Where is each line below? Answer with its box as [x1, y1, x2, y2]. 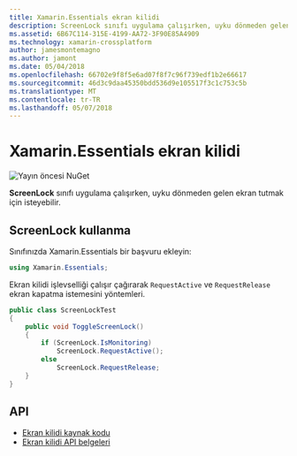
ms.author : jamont [9, 54, 77, 63]
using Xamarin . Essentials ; [9, 263, 109, 272]
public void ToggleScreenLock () [25, 322, 144, 331]
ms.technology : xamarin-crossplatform [9, 37, 152, 47]
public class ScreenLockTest [9, 306, 117, 315]
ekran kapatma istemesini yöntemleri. [9, 288, 146, 299]
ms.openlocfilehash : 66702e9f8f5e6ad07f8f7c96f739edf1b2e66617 [9, 71, 247, 80]
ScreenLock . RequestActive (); [56, 346, 164, 356]
